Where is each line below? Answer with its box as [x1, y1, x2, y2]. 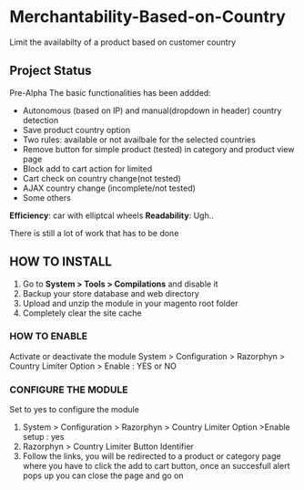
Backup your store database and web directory [22, 287, 200, 298]
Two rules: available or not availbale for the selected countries [22, 134, 257, 145]
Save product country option [22, 124, 130, 135]
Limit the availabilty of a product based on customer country [9, 36, 237, 47]
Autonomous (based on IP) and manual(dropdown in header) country [22, 105, 282, 116]
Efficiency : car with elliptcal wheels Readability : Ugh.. [9, 210, 214, 221]
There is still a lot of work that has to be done [9, 227, 179, 238]
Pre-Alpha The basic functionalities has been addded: [9, 87, 211, 98]
